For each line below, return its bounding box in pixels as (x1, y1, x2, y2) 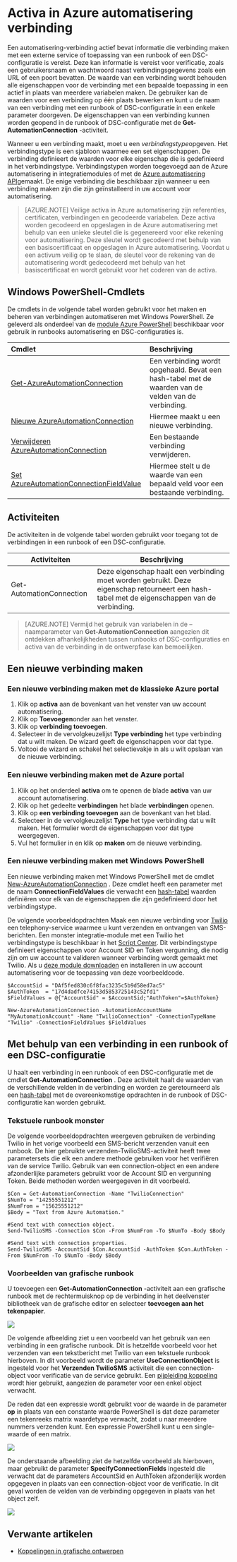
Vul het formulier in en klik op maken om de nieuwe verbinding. (17, 839, 202, 847)
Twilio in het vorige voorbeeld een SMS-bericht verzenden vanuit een (7, 1139, 209, 1148)
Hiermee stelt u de (149, 461, 211, 471)
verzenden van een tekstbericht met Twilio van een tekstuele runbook (7, 1349, 210, 1357)
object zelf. (7, 1494, 40, 1503)
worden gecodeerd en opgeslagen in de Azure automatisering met (24, 220, 218, 229)
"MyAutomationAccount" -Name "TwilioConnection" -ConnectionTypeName (7, 1013, 217, 1020)
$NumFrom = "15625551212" (7, 1202, 83, 1210)
